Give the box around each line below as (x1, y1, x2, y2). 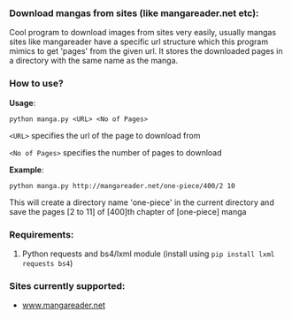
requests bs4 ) (21, 257, 73, 268)
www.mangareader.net (21, 300, 106, 311)
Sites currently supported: (9, 279, 126, 292)
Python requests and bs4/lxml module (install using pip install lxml (21, 248, 275, 259)
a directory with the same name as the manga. (9, 56, 179, 66)
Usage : (9, 97, 36, 108)
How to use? (9, 78, 64, 90)
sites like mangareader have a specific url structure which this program (9, 36, 268, 47)
